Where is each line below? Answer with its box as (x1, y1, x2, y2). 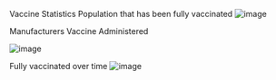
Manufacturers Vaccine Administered (9, 26, 149, 36)
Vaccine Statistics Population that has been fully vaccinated (9, 9, 233, 19)
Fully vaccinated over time (9, 61, 108, 71)
